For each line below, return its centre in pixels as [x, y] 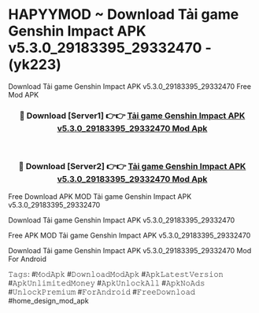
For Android [28, 259]
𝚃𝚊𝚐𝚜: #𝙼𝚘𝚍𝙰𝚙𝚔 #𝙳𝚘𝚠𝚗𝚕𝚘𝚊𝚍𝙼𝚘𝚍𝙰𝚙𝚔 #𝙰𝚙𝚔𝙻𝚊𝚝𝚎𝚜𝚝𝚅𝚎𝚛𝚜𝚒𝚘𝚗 [116, 274]
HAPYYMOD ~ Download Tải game [124, 15]
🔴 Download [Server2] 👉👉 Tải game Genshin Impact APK [132, 167]
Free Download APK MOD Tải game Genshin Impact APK [100, 196]
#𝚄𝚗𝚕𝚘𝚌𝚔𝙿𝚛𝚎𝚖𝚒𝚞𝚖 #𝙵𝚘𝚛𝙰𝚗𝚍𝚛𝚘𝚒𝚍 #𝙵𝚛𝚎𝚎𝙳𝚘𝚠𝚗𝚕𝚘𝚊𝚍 [102, 292]
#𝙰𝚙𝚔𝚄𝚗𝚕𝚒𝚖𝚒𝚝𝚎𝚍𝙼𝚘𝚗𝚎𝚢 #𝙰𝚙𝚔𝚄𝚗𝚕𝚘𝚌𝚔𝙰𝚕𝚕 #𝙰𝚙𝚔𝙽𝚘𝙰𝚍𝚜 [107, 283]
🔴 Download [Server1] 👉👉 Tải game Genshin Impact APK [132, 116]
